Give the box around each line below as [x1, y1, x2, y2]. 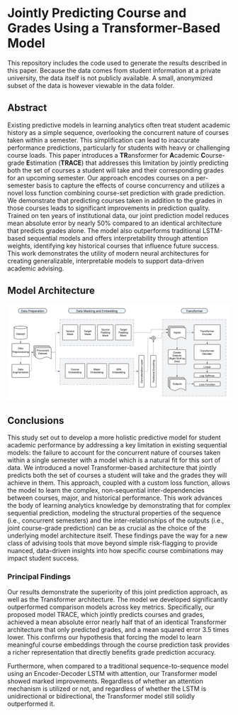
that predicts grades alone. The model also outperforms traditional [7, 226, 201, 235]
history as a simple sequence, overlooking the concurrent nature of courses [7, 128, 229, 136]
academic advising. [7, 264, 64, 273]
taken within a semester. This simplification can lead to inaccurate [7, 136, 200, 144]
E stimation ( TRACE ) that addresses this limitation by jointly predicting [25, 158, 229, 167]
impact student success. [7, 554, 79, 562]
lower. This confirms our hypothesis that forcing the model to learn [7, 633, 202, 642]
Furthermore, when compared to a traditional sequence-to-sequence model [7, 662, 229, 670]
